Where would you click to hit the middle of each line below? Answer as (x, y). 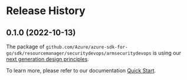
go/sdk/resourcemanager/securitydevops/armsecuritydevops (79, 54)
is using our (167, 53)
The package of (25, 46)
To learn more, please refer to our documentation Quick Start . (81, 71)
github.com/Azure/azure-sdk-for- (87, 47)
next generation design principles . (48, 59)
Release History (46, 11)
